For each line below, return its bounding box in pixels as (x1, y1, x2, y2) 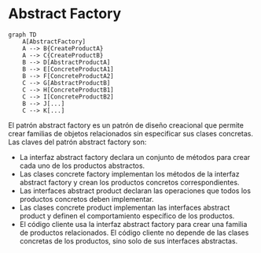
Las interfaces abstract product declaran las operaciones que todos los (19, 186, 252, 195)
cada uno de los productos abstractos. (19, 161, 145, 170)
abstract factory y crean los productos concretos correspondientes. (19, 177, 240, 187)
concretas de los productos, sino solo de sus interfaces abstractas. (19, 236, 238, 245)
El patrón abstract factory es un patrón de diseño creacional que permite (8, 120, 244, 130)
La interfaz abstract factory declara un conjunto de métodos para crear (19, 152, 251, 162)
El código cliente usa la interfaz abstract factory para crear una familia (19, 219, 248, 229)
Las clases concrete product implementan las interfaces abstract (19, 203, 230, 212)
